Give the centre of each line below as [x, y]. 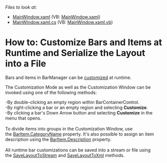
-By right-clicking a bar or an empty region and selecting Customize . [76, 107]
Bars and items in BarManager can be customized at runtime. [68, 77]
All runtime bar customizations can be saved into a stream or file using [78, 150]
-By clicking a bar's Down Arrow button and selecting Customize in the [79, 112]
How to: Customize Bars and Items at [83, 42]
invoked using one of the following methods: [51, 92]
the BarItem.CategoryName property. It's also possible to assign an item [80, 134]
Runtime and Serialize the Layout [75, 53]
